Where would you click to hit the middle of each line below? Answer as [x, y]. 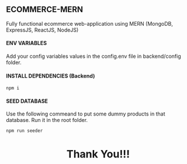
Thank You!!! [98, 154]
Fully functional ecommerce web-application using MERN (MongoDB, [90, 23]
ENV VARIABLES [27, 43]
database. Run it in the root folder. [47, 120]
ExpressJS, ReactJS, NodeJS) [42, 30]
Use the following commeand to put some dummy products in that [86, 114]
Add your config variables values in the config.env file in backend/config [93, 56]
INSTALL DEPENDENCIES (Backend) [51, 76]
